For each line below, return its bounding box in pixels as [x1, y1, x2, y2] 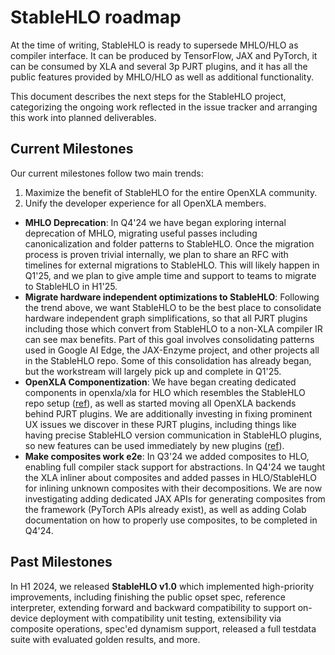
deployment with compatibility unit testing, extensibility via [39, 612, 282, 624]
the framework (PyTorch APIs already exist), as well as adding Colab [24, 503, 307, 515]
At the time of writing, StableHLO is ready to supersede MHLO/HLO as [10, 39, 299, 51]
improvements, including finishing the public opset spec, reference [10, 591, 286, 603]
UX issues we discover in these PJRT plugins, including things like [24, 418, 297, 430]
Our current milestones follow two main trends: [10, 167, 204, 179]
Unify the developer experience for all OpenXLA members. [24, 197, 267, 209]
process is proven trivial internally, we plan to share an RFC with [24, 248, 289, 260]
